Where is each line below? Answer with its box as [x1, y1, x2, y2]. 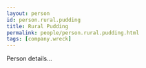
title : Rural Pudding [6, 23, 69, 30]
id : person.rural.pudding [6, 16, 81, 23]
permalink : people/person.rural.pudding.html [6, 29, 139, 36]
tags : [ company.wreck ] [6, 36, 72, 43]
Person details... [6, 54, 52, 63]
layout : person [6, 10, 50, 17]
